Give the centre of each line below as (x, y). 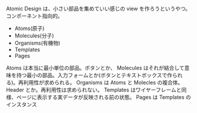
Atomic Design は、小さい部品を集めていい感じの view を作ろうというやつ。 (98, 8)
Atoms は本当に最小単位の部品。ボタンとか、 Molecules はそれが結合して (95, 68)
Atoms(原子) (29, 28)
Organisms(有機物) (37, 43)
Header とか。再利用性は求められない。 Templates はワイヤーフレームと (94, 90)
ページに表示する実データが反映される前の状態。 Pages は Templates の (103, 97)
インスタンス (21, 105)
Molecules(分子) (34, 36)
